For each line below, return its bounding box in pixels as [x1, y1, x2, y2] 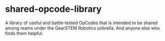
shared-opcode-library [5, 3, 102, 15]
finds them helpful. [5, 30, 43, 36]
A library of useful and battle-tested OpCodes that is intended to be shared [5, 20, 158, 26]
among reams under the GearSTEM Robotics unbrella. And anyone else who [5, 25, 160, 31]
